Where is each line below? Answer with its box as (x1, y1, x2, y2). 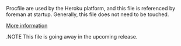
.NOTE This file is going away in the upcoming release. (6, 33, 138, 40)
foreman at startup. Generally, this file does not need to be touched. (6, 11, 169, 18)
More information (6, 22, 48, 29)
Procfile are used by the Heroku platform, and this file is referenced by (6, 5, 176, 11)
